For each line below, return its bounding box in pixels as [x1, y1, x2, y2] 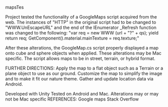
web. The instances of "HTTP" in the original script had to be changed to [5, 19, 156, 25]
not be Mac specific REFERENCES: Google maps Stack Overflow [5, 96, 139, 102]
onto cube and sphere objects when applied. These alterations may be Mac [5, 50, 162, 56]
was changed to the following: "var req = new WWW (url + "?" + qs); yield [5, 30, 159, 35]
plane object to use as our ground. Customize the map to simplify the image [5, 70, 162, 76]
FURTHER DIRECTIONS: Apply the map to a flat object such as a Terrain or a [5, 65, 163, 71]
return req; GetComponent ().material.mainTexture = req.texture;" [5, 35, 139, 41]
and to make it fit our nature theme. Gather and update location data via [5, 76, 153, 81]
